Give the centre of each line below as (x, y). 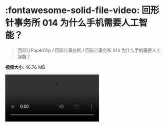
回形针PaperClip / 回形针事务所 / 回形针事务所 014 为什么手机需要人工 (89, 50)
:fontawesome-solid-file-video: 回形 (82, 10)
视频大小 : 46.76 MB (25, 67)
